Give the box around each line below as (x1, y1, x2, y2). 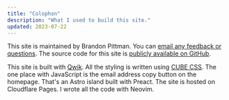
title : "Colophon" (7, 10, 61, 17)
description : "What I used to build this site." (7, 17, 151, 24)
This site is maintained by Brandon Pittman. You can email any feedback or (7, 42, 221, 51)
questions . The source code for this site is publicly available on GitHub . (7, 49, 211, 58)
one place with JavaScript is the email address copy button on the (7, 70, 197, 78)
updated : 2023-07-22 (7, 23, 68, 30)
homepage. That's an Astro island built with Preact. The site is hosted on (7, 78, 216, 86)
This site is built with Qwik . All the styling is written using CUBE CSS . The (7, 63, 217, 72)
